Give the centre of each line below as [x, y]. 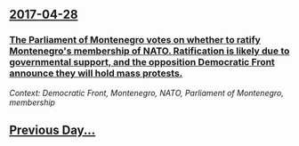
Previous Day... [53, 130]
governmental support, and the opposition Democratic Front [142, 62]
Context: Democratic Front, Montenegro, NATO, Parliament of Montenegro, [147, 93]
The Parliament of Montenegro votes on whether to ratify [135, 40]
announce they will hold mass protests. [96, 73]
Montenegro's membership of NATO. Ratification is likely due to [149, 51]
